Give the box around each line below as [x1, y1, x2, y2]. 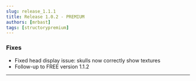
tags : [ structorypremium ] [6, 24, 69, 31]
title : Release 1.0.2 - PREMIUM [6, 14, 85, 20]
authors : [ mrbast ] [6, 19, 51, 25]
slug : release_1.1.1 [6, 8, 57, 14]
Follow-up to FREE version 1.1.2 [14, 63, 89, 70]
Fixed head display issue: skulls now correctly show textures [14, 57, 160, 64]
